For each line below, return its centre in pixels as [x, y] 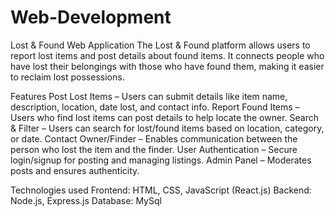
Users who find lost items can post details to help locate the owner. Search [164, 117]
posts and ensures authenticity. [75, 170]
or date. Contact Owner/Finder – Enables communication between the [154, 138]
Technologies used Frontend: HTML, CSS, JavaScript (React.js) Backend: [161, 190]
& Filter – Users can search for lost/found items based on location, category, [167, 128]
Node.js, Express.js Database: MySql [86, 200]
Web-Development [91, 17]
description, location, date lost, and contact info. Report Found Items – [155, 107]
